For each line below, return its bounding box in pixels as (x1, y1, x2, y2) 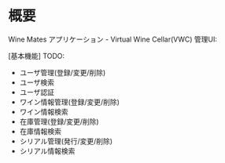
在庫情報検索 (19, 126, 61, 136)
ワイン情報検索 (19, 107, 68, 116)
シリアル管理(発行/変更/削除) (19, 136, 112, 146)
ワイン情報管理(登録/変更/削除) (19, 97, 120, 107)
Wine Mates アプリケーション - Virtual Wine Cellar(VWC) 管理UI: (8, 34, 218, 44)
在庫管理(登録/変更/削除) (19, 117, 100, 126)
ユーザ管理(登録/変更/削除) (19, 67, 106, 77)
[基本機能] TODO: (8, 51, 65, 60)
